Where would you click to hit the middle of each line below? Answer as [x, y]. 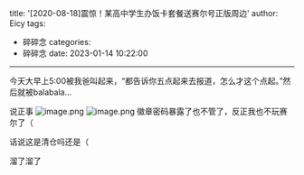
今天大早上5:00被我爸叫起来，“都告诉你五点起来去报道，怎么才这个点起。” [146, 81]
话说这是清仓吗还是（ [49, 142]
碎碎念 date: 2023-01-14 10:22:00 [85, 53]
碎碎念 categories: [57, 42]
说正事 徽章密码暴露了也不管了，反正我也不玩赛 [148, 111]
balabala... [52, 92]
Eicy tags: [28, 23]
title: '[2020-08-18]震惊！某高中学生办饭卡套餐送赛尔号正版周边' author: [144, 13]
